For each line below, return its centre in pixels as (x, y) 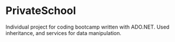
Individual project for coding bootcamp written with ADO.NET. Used (87, 27)
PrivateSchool (41, 11)
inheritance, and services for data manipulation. (64, 33)
